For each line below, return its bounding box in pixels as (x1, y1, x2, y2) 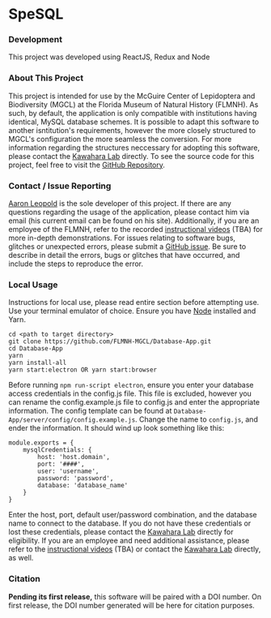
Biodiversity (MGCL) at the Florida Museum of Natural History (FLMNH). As (8, 99, 259, 109)
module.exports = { (8, 439, 74, 447)
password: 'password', (37, 474, 114, 483)
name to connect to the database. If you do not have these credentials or (8, 518, 252, 528)
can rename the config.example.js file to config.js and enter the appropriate (8, 397, 260, 407)
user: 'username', (37, 467, 100, 475)
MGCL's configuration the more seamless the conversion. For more (8, 134, 232, 144)
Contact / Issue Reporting (8, 180, 112, 191)
